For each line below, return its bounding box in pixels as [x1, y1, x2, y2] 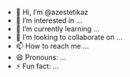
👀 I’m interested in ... [15, 16, 83, 25]
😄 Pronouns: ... [15, 53, 67, 62]
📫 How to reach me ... [15, 42, 89, 50]
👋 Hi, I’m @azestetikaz [15, 8, 89, 16]
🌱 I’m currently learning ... [15, 24, 100, 33]
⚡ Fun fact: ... [15, 61, 59, 71]
